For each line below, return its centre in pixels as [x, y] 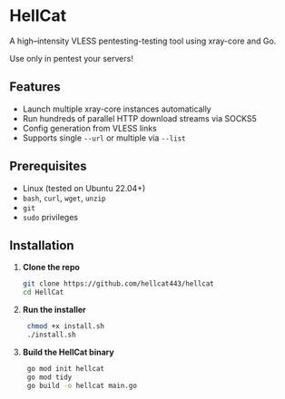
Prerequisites [48, 166]
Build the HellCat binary [69, 352]
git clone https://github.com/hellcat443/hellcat [118, 284]
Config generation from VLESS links [89, 128]
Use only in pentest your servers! [71, 58]
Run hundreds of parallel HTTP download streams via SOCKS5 [139, 118]
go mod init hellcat [65, 368]
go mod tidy [49, 377]
